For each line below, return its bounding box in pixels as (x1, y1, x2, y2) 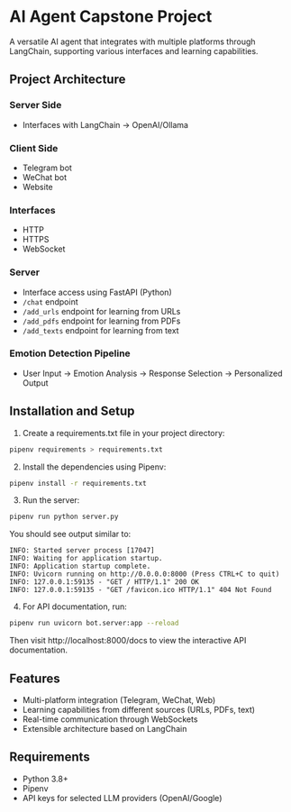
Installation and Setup (9, 404, 135, 419)
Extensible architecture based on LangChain (22, 723, 187, 734)
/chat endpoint (22, 296, 78, 307)
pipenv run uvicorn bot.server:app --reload (9, 619, 179, 628)
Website (22, 181, 54, 192)
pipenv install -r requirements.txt (9, 479, 147, 488)
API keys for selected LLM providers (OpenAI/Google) (22, 792, 223, 803)
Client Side (9, 141, 59, 154)
